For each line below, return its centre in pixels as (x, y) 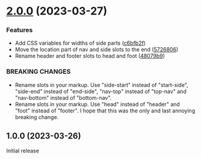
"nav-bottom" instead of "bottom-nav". (63, 97)
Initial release (23, 151)
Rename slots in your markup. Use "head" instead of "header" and (97, 104)
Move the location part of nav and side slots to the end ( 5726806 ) (97, 50)
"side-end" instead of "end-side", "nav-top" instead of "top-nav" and (100, 91)
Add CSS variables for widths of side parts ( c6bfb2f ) (80, 43)
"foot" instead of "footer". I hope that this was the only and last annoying (105, 111)
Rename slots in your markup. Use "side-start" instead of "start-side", (101, 85)
